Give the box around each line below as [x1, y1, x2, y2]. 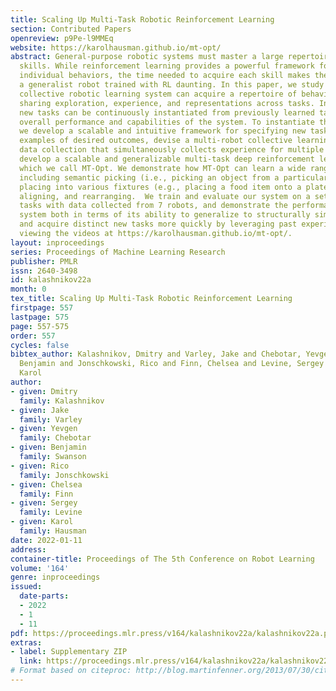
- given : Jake [10, 405, 70, 415]
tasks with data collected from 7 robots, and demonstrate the [19, 201, 288, 211]
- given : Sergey [10, 498, 78, 508]
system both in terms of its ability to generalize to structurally [19, 210, 311, 220]
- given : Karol [10, 517, 74, 527]
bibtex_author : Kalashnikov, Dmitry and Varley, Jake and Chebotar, [10, 349, 302, 360]
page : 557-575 [10, 321, 70, 331]
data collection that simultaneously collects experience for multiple [19, 145, 325, 155]
